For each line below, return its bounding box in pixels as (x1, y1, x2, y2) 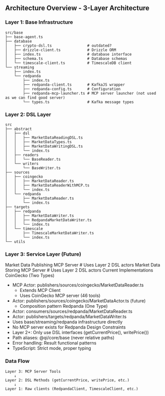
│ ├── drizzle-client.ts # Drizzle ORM (5, 47, 116, 53)
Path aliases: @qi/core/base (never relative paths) (12, 335, 115, 341)
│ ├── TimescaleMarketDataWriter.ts (5, 230, 94, 235)
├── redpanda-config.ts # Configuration (23, 86, 121, 91)
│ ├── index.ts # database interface (5, 52, 132, 57)
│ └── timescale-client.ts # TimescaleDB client (5, 60, 132, 65)
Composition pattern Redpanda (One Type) (19, 303, 108, 309)
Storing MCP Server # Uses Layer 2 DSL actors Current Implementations (5, 267, 154, 273)
